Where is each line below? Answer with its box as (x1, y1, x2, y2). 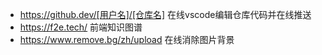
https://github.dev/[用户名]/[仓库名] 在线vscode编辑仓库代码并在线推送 (19, 9, 312, 20)
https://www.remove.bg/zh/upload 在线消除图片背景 (19, 34, 235, 45)
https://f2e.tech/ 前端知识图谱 (19, 21, 143, 33)
